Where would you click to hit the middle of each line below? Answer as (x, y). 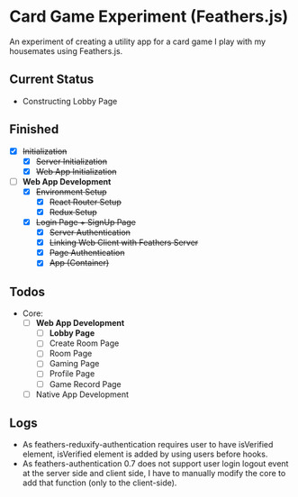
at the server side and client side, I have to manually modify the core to (154, 474)
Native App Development (82, 394)
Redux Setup (73, 212)
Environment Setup (71, 192)
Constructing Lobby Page (70, 101)
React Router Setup (85, 202)
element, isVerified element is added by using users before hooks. (145, 454)
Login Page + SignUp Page (86, 222)
